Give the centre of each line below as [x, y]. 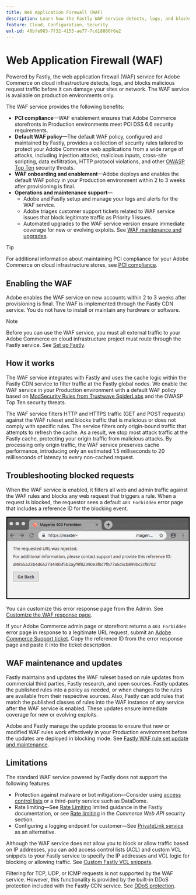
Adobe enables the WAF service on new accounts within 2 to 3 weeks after [96, 297]
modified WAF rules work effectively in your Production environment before [97, 732]
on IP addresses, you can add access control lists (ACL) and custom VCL [94, 849]
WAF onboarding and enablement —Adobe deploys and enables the [97, 174]
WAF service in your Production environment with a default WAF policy [91, 390]
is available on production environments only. [60, 95]
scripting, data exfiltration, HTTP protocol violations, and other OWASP [99, 161]
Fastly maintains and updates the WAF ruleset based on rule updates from [95, 677]
